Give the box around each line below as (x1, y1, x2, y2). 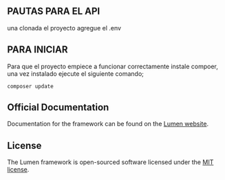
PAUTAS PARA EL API (7, 6, 100, 17)
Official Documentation (7, 101, 109, 113)
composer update (7, 83, 54, 90)
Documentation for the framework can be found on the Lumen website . (7, 120, 208, 128)
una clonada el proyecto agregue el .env (7, 23, 122, 32)
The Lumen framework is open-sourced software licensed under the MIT (7, 158, 214, 166)
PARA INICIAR (7, 44, 68, 56)
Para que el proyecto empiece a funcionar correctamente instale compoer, (7, 62, 218, 70)
